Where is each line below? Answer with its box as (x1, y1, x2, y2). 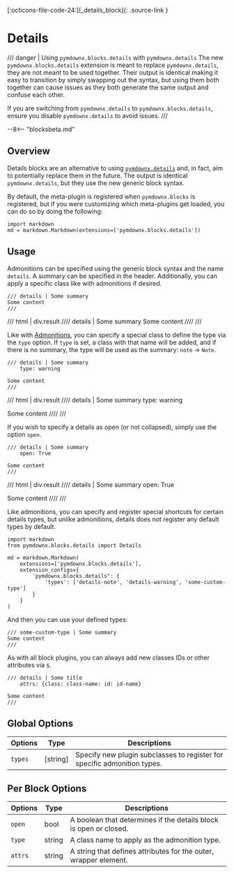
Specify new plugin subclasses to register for (75, 750, 224, 760)
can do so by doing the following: (7, 207, 103, 215)
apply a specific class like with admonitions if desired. (7, 279, 162, 287)
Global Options (7, 718, 74, 729)
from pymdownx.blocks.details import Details (7, 541, 141, 549)
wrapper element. (70, 855, 128, 865)
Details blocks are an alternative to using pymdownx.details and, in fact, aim (7, 163, 223, 172)
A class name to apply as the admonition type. (70, 835, 221, 845)
